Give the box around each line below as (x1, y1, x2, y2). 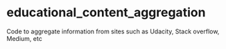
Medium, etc (6, 34, 42, 42)
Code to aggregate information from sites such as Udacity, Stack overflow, (6, 27, 220, 35)
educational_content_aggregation (6, 5, 206, 20)
